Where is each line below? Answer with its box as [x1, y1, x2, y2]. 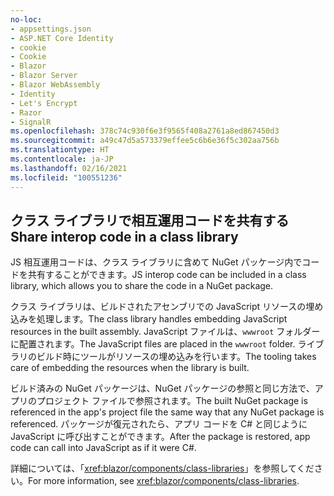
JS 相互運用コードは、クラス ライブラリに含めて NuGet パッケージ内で [10, 256, 303, 268]
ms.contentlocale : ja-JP [10, 154, 114, 164]
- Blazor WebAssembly [10, 80, 101, 90]
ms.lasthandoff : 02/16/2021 [10, 163, 128, 173]
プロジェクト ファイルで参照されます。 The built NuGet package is [36, 395, 308, 407]
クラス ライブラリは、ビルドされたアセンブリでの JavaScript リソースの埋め [10, 301, 324, 313]
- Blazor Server [10, 71, 78, 81]
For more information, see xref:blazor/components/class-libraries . [28, 475, 300, 487]
